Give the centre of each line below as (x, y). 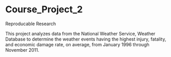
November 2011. (22, 50)
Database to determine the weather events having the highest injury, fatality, (86, 39)
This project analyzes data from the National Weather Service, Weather (80, 33)
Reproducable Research (31, 24)
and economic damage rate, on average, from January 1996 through (77, 44)
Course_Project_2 (44, 9)
